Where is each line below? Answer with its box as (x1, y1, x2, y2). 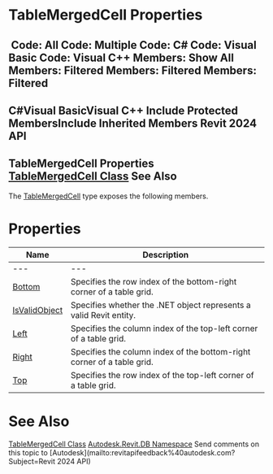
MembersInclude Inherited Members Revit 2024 (8, 116, 258, 130)
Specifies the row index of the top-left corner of (70, 369, 254, 381)
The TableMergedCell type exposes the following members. (8, 191, 209, 201)
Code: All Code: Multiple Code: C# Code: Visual (11, 38, 258, 52)
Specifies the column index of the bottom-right (70, 346, 251, 357)
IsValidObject (12, 304, 63, 315)
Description (141, 249, 189, 260)
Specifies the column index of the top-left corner (70, 323, 258, 334)
